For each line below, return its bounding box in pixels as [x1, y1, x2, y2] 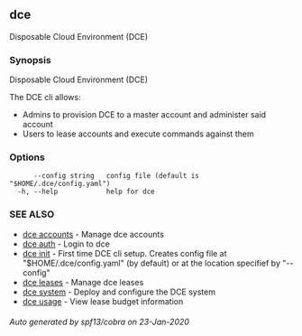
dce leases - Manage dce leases [22, 276, 144, 287]
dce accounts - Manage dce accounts [22, 229, 165, 239]
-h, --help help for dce [17, 187, 155, 197]
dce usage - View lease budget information [22, 295, 184, 306]
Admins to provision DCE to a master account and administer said [22, 109, 267, 120]
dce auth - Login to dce [22, 238, 110, 249]
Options [9, 151, 45, 163]
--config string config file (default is [32, 172, 200, 181]
